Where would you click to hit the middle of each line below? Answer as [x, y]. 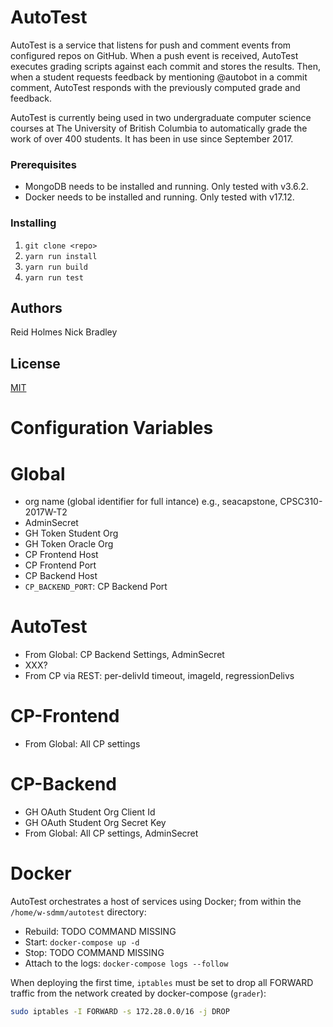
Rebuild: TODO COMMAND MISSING [100, 932]
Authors [36, 307]
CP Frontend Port [60, 565]
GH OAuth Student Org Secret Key [95, 823]
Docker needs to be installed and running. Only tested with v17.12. [159, 197]
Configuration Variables [112, 428]
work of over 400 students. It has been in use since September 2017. [152, 138]
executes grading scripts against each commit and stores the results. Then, [166, 66]
